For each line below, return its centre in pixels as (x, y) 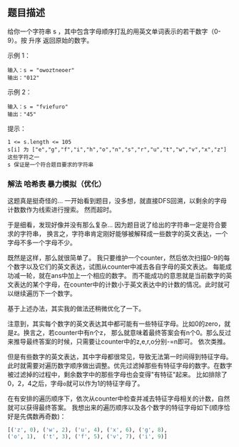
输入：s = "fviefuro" (38, 107)
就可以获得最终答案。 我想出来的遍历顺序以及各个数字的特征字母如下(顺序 (116, 408)
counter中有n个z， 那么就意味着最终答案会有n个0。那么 (137, 333)
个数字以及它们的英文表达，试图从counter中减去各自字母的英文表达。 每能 (117, 267)
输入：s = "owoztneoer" (41, 70)
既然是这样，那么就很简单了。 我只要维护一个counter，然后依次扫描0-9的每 (119, 258)
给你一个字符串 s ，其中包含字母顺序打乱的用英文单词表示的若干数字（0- (114, 31)
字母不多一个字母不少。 (42, 243)
